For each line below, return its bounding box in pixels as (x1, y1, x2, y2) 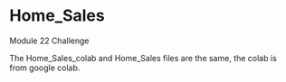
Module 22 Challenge (9, 35, 90, 46)
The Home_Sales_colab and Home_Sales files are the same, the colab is (9, 52, 278, 63)
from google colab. (9, 62, 81, 73)
